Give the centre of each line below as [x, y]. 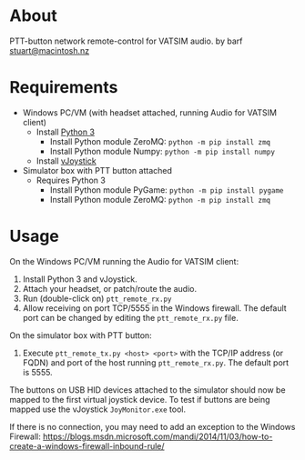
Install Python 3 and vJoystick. [80, 279]
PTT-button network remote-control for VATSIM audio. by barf [126, 41]
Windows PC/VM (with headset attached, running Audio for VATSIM [150, 112]
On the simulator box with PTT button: [81, 335]
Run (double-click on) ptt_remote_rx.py [97, 298]
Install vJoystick [66, 161]
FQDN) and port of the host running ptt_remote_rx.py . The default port [156, 362]
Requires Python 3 [71, 180]
